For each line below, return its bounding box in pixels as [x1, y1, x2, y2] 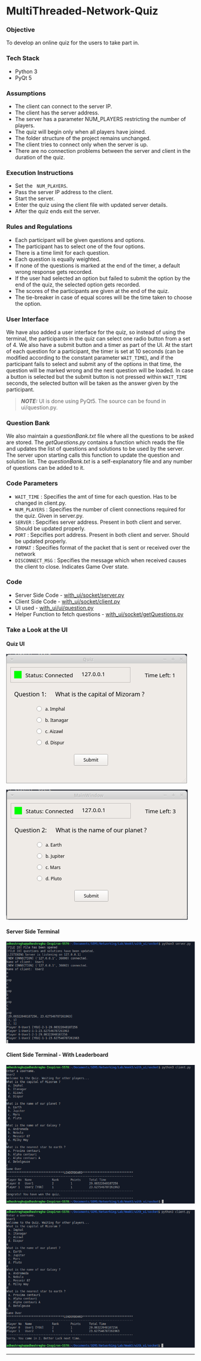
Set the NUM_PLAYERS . [14, 182, 68, 189]
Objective [6, 26, 35, 34]
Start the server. [14, 195, 55, 202]
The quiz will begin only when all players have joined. [14, 128, 147, 135]
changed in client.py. [14, 499, 67, 506]
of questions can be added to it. [6, 464, 85, 472]
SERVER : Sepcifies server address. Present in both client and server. [14, 518, 182, 526]
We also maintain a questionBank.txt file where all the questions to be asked [6, 433, 194, 440]
